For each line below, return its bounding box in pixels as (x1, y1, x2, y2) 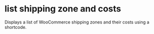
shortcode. (4, 24, 27, 30)
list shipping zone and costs (4, 3, 121, 14)
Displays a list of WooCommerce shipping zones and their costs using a (4, 19, 150, 25)
